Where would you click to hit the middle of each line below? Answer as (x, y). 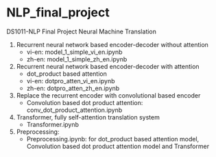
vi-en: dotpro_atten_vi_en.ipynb (71, 81)
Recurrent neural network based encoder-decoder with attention (108, 66)
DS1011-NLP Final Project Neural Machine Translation (82, 31)
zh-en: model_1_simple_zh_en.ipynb (77, 59)
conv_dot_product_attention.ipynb (74, 110)
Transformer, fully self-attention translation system (88, 117)
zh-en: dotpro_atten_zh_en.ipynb (73, 88)
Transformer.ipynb (53, 124)
